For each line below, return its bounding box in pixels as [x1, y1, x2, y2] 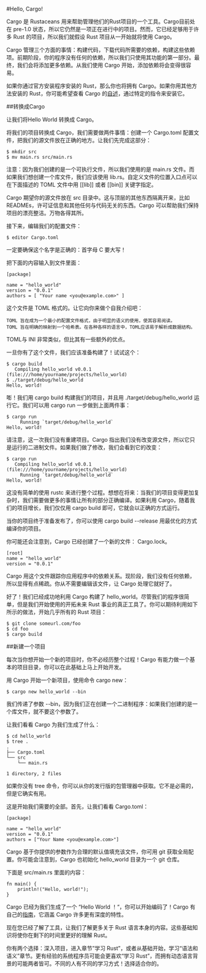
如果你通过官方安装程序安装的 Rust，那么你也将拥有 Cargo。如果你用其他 [6, 82, 192, 89]
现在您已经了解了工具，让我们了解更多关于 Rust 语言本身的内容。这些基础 [6, 924, 193, 931]
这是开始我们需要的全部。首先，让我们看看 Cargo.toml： [6, 803, 149, 810]
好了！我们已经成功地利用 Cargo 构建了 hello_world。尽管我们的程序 [6, 593, 179, 600]
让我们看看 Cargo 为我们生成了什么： [6, 721, 100, 728]
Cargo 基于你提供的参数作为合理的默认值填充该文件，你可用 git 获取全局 [6, 848, 189, 855]
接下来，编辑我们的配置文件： [6, 222, 82, 229]
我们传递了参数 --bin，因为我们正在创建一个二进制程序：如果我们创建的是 [6, 700, 193, 707]
